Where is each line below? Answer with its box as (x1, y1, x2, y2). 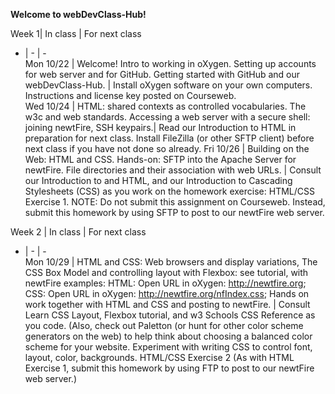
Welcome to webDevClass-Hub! (10, 9, 147, 20)
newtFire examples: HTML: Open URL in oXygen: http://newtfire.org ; (24, 277, 307, 289)
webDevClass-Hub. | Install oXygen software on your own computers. (24, 79, 313, 91)
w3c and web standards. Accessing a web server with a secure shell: (24, 111, 311, 123)
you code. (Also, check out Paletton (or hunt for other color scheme (24, 320, 304, 331)
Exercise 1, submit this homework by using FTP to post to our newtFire (24, 362, 315, 374)
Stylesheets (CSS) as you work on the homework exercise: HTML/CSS (24, 185, 315, 197)
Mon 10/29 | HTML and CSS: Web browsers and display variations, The (24, 256, 318, 268)
